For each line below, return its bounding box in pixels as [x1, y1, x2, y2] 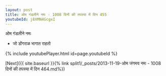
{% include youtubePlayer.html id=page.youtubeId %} [5, 51, 118, 57]
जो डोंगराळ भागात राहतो [12, 41, 51, 47]
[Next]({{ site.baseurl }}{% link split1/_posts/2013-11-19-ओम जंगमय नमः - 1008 [5, 60, 161, 66]
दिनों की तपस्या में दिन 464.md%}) [5, 66, 65, 72]
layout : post [5, 7, 33, 13]
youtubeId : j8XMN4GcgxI [5, 17, 56, 22]
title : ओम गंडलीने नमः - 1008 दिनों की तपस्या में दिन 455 [5, 12, 107, 17]
